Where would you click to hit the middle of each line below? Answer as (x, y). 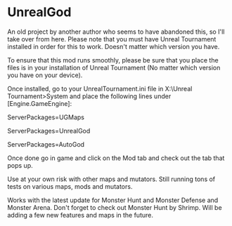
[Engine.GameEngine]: (40, 103)
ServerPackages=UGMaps (46, 117)
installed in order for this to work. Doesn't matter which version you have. (114, 46)
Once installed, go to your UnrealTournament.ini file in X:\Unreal (100, 88)
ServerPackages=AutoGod (46, 144)
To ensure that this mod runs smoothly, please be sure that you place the (113, 60)
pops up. (20, 165)
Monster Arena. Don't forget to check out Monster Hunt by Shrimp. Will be (115, 207)
